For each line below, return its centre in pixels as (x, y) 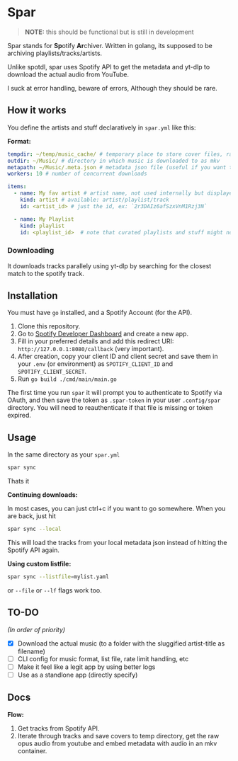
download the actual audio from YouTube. (68, 74)
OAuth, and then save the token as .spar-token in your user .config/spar (114, 400)
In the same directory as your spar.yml (64, 454)
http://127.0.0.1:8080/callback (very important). (91, 349)
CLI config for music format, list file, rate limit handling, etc (103, 658)
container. (32, 750)
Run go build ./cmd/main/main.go (67, 379)
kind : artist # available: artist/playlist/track (95, 200)
